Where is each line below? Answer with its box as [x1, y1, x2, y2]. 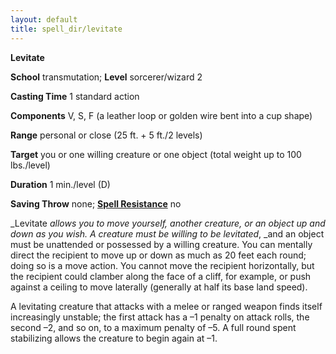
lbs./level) [10, 159, 51, 171]
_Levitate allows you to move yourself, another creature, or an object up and [10, 217, 326, 229]
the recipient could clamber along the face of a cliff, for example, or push [10, 270, 312, 282]
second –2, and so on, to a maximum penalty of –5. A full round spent [10, 321, 297, 333]
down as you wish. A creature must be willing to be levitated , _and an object [10, 227, 325, 240]
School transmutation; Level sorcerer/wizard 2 [10, 71, 203, 83]
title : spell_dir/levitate [10, 24, 123, 34]
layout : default [10, 14, 78, 25]
